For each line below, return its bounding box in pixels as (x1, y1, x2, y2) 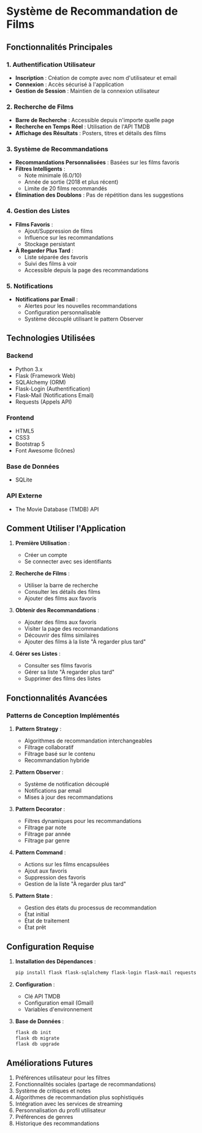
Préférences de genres (15, 1113, 73, 1121)
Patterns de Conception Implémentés (6, 711, 120, 720)
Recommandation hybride (24, 757, 90, 764)
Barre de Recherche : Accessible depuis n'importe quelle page (15, 117, 174, 124)
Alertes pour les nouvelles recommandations (24, 302, 138, 310)
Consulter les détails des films (24, 588, 101, 596)
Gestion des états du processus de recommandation (24, 904, 157, 911)
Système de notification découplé (24, 781, 110, 788)
